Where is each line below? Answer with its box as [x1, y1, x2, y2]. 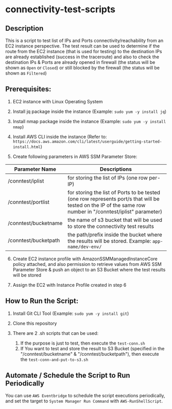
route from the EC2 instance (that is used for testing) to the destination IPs [5, 49, 162, 54]
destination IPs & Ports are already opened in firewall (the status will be [5, 59, 155, 65]
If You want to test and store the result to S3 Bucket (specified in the [20, 345, 165, 351]
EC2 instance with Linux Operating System [12, 98, 103, 104]
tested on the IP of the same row [67, 201, 146, 209]
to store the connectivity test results [67, 222, 155, 230]
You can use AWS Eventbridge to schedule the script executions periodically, [5, 393, 165, 399]
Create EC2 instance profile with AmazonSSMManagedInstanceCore [12, 256, 158, 262]
